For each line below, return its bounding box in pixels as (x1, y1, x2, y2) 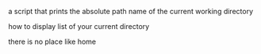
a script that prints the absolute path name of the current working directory (8, 7, 254, 16)
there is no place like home (8, 37, 97, 46)
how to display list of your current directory (8, 22, 150, 31)
